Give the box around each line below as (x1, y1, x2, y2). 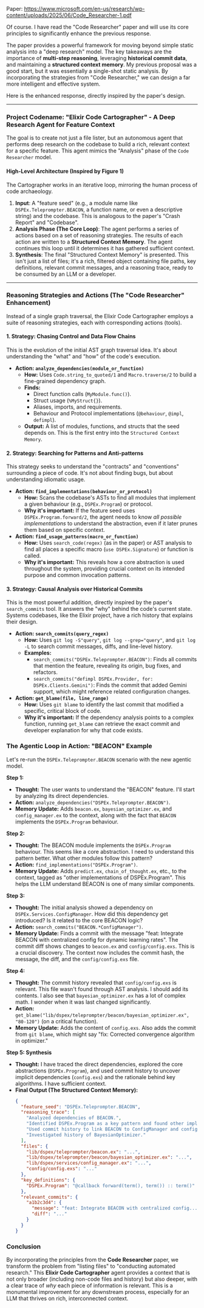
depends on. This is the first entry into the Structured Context (24, 429, 180, 436)
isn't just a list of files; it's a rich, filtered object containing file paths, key (15, 257, 196, 265)
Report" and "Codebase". (15, 219, 79, 226)
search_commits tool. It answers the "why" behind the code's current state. (6, 605, 192, 613)
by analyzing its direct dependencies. (15, 792, 109, 799)
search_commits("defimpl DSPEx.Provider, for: (33, 676, 154, 683)
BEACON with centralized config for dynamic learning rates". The (15, 936, 178, 943)
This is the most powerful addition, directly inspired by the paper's (6, 599, 172, 606)
